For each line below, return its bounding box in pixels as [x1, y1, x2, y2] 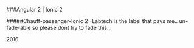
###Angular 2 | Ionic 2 [6, 6, 63, 13]
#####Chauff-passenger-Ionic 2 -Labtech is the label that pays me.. [6, 18, 178, 24]
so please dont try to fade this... [32, 24, 112, 31]
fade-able [6, 24, 31, 31]
